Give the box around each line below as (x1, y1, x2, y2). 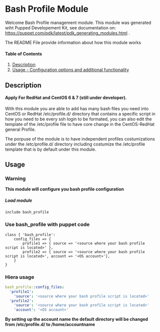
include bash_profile (5, 210, 49, 215)
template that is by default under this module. (5, 146, 97, 152)
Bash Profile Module (5, 3, 89, 15)
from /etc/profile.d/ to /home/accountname (5, 322, 95, 328)
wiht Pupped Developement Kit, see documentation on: (5, 24, 116, 30)
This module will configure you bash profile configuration (5, 186, 124, 192)
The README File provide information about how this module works (5, 39, 141, 45)
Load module (5, 197, 33, 204)
